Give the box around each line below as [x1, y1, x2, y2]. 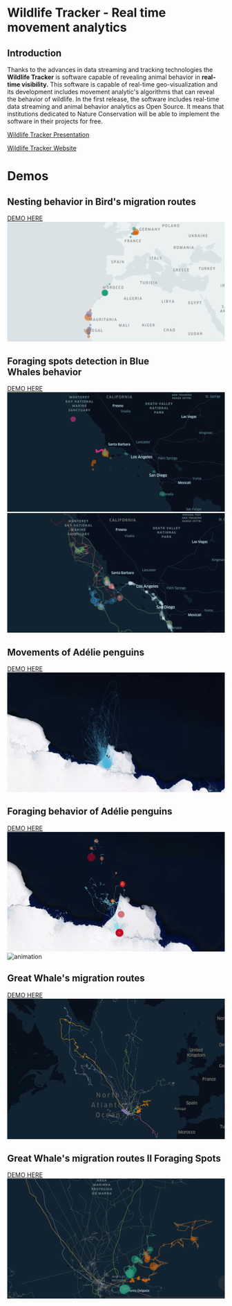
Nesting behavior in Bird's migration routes [7, 195, 197, 207]
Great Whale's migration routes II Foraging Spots [7, 1153, 221, 1165]
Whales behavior [7, 366, 82, 378]
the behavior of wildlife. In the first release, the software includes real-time [7, 95, 220, 103]
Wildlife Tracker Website [7, 144, 77, 152]
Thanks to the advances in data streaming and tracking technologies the [7, 66, 213, 73]
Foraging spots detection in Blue [7, 355, 150, 367]
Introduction [7, 47, 62, 59]
